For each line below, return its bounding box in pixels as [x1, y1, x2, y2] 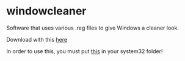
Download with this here [6, 36, 68, 43]
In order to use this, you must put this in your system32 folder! [6, 47, 163, 55]
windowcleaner [6, 4, 87, 18]
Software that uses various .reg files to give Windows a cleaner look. [6, 24, 179, 31]
